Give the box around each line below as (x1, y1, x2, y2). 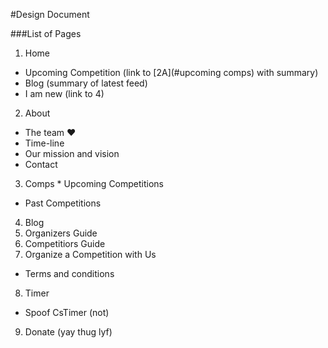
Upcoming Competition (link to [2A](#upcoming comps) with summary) (24, 67, 319, 78)
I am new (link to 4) (24, 88, 105, 99)
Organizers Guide (24, 227, 98, 239)
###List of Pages (10, 28, 82, 39)
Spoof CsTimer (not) (24, 307, 110, 318)
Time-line (24, 137, 65, 149)
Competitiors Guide (24, 238, 106, 249)
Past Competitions (24, 197, 102, 209)
